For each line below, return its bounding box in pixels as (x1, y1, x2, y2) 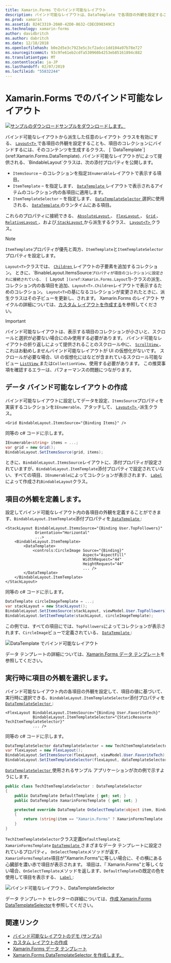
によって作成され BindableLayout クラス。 (5, 478, 91, 485)
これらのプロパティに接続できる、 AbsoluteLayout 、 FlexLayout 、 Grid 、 (5, 212, 161, 219)
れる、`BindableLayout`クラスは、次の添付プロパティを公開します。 (14, 159, 156, 165)
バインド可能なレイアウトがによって (82, 153, 158, 159)
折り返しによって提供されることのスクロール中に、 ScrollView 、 (27, 341, 164, 347)
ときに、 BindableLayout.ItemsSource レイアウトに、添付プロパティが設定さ (5, 459, 162, 466)
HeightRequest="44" (82, 561, 124, 567)
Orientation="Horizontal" (35, 530, 90, 535)
